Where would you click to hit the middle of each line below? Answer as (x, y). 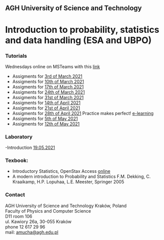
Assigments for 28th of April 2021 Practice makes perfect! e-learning (83, 113)
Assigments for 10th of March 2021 (48, 81)
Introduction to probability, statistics (82, 30)
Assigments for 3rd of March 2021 (47, 76)
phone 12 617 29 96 (25, 227)
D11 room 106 (19, 216)
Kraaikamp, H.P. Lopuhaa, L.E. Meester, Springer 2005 (68, 182)
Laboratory (19, 136)
